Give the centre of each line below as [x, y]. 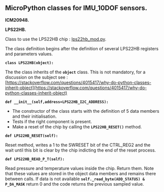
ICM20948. [17, 20]
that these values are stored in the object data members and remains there [81, 173]
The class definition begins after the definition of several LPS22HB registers [82, 48]
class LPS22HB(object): [29, 63]
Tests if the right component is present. [52, 121]
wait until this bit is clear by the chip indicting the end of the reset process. [81, 150]
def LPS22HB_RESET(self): [31, 136]
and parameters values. [29, 54]
